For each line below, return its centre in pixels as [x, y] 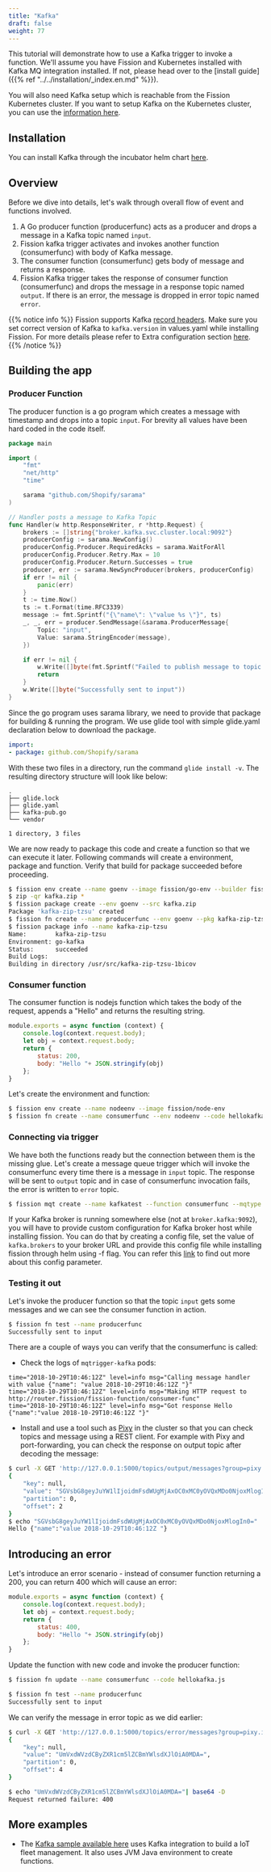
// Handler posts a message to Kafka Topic [83, 517]
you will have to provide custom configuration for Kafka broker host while [130, 1228]
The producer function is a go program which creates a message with [124, 411]
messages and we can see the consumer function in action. [108, 1309]
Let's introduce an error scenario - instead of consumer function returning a [135, 1574]
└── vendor [27, 819]
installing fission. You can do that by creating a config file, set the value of [131, 1236]
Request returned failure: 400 [61, 1799]
